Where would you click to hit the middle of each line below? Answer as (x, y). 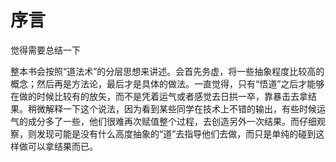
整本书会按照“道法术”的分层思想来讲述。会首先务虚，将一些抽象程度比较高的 (167, 71)
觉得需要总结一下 (45, 50)
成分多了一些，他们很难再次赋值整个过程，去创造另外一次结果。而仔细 (172, 121)
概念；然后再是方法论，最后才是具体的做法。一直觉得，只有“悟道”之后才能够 (167, 83)
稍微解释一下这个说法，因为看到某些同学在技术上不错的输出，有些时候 (172, 108)
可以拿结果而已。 (62, 146)
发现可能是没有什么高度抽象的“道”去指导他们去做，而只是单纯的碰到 (176, 133)
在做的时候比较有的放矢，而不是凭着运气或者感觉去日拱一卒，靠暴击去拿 (159, 96)
